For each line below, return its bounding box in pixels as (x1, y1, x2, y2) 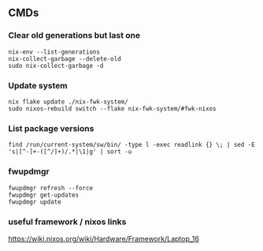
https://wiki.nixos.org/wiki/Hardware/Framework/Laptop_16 (8, 234, 199, 243)
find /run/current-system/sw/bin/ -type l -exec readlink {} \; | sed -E (8, 141, 256, 149)
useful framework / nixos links (8, 216, 127, 227)
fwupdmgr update (8, 197, 61, 206)
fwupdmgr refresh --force (8, 184, 93, 192)
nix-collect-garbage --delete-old (8, 54, 122, 62)
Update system (8, 80, 69, 91)
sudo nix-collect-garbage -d (8, 62, 104, 69)
